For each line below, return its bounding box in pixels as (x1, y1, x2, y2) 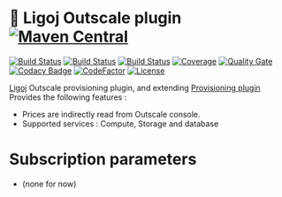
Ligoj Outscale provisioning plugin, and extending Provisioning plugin (9, 82, 261, 93)
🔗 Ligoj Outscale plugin (9, 8, 182, 28)
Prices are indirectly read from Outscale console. (21, 109, 201, 119)
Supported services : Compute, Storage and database (21, 118, 219, 129)
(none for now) (21, 178, 77, 189)
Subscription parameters (9, 149, 197, 170)
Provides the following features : (9, 92, 127, 102)
